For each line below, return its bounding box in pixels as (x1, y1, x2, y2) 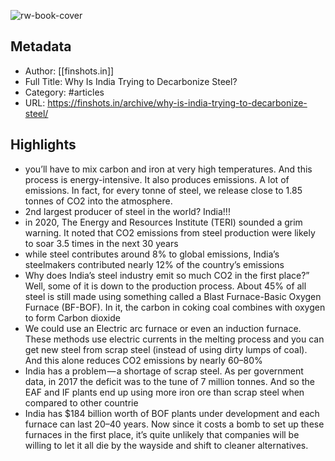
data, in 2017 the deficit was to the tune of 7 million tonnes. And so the (24, 375, 315, 387)
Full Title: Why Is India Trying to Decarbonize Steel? (24, 75, 238, 87)
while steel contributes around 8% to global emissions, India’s (24, 248, 280, 260)
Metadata (10, 38, 72, 55)
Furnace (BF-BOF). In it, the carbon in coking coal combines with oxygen (24, 301, 326, 313)
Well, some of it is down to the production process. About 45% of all (24, 280, 307, 292)
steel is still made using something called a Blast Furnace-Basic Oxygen (24, 290, 322, 302)
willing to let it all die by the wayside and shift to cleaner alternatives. (24, 439, 309, 451)
